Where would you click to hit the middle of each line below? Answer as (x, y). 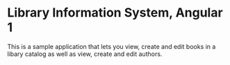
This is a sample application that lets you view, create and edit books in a (112, 46)
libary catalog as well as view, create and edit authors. (85, 54)
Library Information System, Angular (115, 13)
